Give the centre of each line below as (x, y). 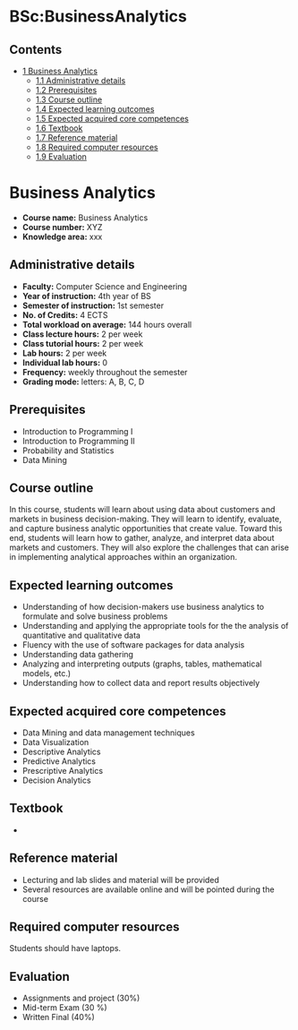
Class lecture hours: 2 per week (82, 334)
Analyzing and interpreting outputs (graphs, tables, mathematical (142, 664)
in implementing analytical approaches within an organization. (123, 557)
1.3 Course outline (69, 99)
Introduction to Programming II (79, 441)
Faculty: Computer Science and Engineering (105, 286)
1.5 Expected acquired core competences (112, 119)
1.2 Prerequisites (66, 90)
